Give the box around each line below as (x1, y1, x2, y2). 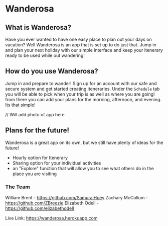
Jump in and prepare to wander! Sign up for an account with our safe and (5, 80, 157, 86)
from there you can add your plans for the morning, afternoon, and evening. (5, 96, 161, 102)
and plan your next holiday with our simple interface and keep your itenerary (5, 47, 163, 53)
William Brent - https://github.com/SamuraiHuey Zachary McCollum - (5, 194, 148, 200)
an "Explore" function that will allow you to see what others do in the (12, 165, 154, 171)
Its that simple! (5, 102, 36, 108)
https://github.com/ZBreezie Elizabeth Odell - (5, 200, 99, 206)
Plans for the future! (5, 126, 69, 135)
